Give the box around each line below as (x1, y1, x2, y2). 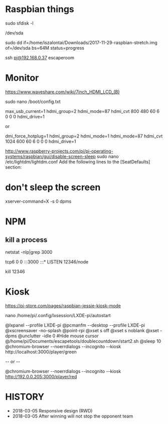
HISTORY (5, 391, 45, 402)
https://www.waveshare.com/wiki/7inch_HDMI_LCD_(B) (5, 89, 120, 95)
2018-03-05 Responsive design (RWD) (12, 407, 93, 413)
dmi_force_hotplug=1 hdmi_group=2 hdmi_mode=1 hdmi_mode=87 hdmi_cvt (5, 133, 163, 139)
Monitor (5, 72, 39, 84)
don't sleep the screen (5, 182, 101, 193)
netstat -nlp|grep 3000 (5, 249, 53, 255)
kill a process (5, 236, 48, 244)
